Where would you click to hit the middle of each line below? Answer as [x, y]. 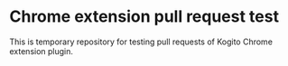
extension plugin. [42, 51]
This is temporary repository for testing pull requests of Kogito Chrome [141, 42]
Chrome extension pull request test [144, 17]
